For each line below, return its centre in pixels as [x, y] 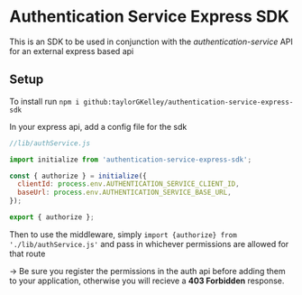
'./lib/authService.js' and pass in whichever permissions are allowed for [149, 244]
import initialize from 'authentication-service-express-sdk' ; [131, 160]
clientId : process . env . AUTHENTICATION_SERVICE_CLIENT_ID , [129, 184]
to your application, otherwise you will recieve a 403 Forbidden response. [147, 281]
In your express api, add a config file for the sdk [98, 126]
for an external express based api [72, 51]
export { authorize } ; [52, 217]
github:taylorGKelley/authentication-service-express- [188, 102]
